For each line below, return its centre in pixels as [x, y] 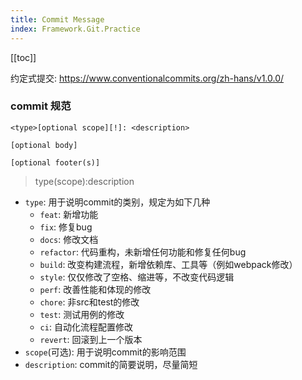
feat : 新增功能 [69, 214]
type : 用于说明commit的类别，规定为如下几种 [117, 202]
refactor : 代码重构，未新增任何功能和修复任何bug [143, 252]
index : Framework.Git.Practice [75, 29]
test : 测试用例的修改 [82, 314]
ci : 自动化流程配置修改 [86, 327]
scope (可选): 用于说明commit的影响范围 [105, 352]
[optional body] [44, 145]
